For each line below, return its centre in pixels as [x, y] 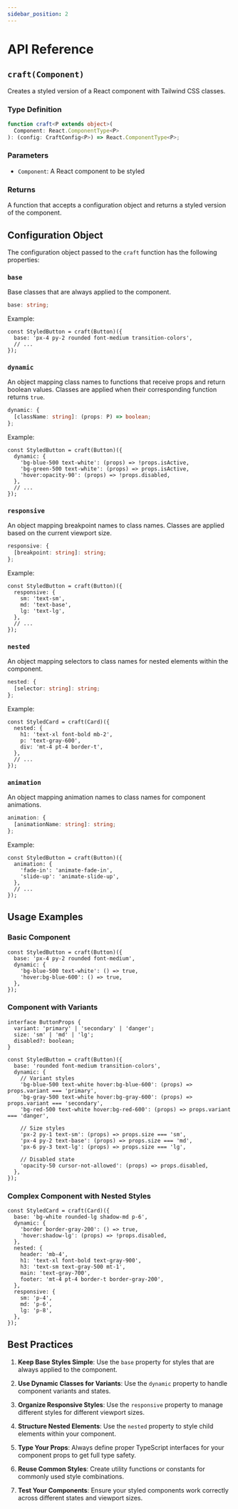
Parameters [28, 155]
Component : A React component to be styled [81, 171]
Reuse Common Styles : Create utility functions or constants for [111, 1468]
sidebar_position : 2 [38, 14]
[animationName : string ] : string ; [65, 825]
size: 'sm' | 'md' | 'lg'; [54, 1034]
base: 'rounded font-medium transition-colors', [87, 1066]
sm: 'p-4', [36, 1298]
